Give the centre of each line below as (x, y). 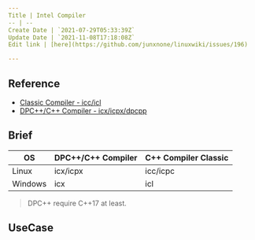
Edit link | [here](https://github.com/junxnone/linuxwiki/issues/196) (128, 45)
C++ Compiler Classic (187, 157)
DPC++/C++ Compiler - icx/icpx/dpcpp (83, 110)
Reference (34, 83)
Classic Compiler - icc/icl (60, 102)
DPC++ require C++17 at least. (77, 203)
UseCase (31, 228)
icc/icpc (160, 171)
